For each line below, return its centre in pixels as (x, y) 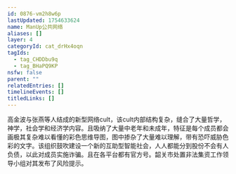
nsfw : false (25, 72)
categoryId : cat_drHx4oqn (45, 46)
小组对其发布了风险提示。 (50, 163)
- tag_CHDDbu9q (36, 60)
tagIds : (19, 53)
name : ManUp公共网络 (35, 27)
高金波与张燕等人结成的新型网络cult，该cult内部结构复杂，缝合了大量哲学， (117, 119)
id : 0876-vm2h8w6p (34, 14)
